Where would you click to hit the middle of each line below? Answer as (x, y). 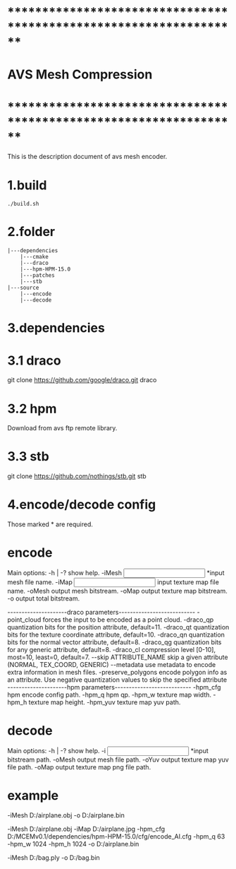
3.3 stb (28, 457)
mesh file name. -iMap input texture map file (113, 582)
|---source (23, 288)
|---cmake (35, 257)
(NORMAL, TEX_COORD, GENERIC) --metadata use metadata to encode (112, 665)
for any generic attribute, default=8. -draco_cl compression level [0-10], (112, 650)
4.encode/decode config (82, 505)
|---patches (37, 276)
